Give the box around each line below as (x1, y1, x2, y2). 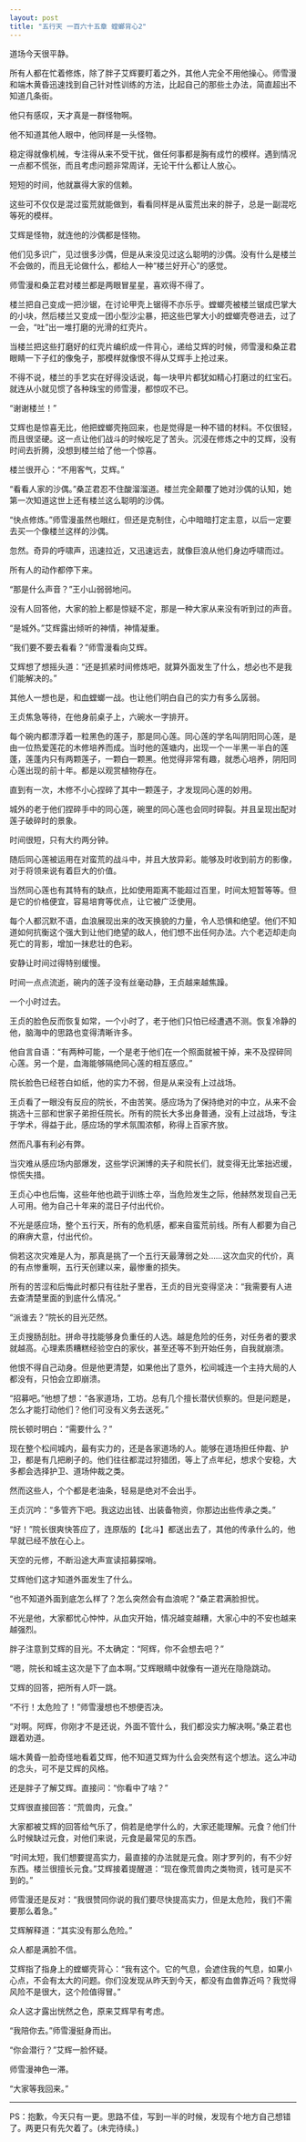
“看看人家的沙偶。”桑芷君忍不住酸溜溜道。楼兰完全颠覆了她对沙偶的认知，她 (9, 483, 292, 494)
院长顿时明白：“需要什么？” (9, 1423, 113, 1434)
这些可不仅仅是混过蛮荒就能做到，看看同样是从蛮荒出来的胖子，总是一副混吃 (9, 198, 297, 210)
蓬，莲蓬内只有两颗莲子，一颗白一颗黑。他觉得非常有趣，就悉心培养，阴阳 (9, 753, 289, 764)
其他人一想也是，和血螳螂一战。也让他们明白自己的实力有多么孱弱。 (9, 692, 265, 703)
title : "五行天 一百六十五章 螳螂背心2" (9, 22, 148, 31)
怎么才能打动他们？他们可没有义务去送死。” (9, 1404, 169, 1415)
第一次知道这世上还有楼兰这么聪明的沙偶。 (9, 494, 169, 506)
